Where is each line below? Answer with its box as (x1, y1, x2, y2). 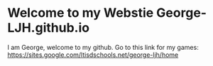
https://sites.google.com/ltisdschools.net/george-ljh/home (7, 51, 179, 59)
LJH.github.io (7, 20, 90, 36)
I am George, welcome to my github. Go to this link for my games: (7, 43, 199, 51)
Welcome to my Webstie (7, 5, 154, 21)
